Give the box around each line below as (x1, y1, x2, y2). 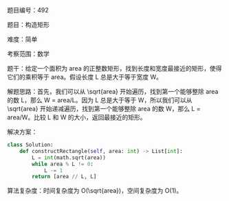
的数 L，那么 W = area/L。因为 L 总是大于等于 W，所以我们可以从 (7, 96, 193, 104)
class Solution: (7, 141, 54, 148)
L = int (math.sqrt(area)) (32, 154, 107, 161)
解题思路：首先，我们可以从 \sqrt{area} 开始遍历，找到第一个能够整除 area (7, 88, 219, 95)
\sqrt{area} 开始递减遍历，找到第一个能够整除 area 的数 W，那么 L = (7, 105, 201, 113)
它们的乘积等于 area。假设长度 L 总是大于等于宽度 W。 (7, 73, 163, 81)
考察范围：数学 (7, 50, 50, 58)
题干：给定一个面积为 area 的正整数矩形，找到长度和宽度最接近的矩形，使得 (7, 64, 222, 72)
